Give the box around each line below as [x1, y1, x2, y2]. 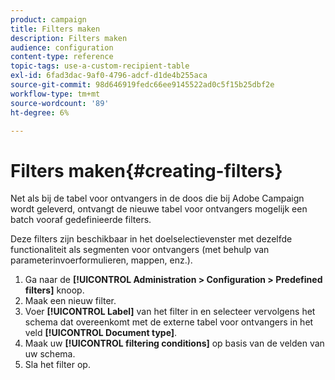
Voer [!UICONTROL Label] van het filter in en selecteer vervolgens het [24, 306, 316, 318]
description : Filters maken [10, 33, 128, 43]
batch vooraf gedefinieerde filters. [10, 214, 152, 226]
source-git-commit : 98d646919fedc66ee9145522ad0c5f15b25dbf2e [10, 80, 275, 90]
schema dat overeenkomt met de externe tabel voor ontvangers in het [24, 316, 314, 328]
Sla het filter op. [24, 359, 91, 371]
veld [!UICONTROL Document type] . [24, 327, 178, 339]
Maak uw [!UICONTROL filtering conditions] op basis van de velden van [24, 337, 325, 350]
